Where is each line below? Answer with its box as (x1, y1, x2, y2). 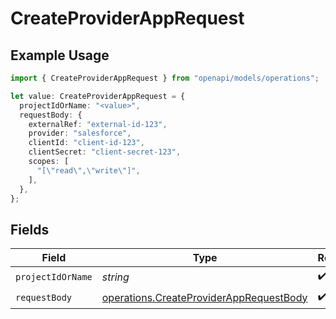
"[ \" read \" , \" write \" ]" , (36, 165, 141, 176)
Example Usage (10, 47, 110, 64)
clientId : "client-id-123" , (28, 138, 145, 148)
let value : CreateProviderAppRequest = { (10, 91, 186, 101)
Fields (10, 221, 50, 238)
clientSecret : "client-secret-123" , (28, 147, 182, 157)
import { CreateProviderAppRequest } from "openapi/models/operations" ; (10, 73, 320, 83)
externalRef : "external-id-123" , (28, 119, 168, 129)
